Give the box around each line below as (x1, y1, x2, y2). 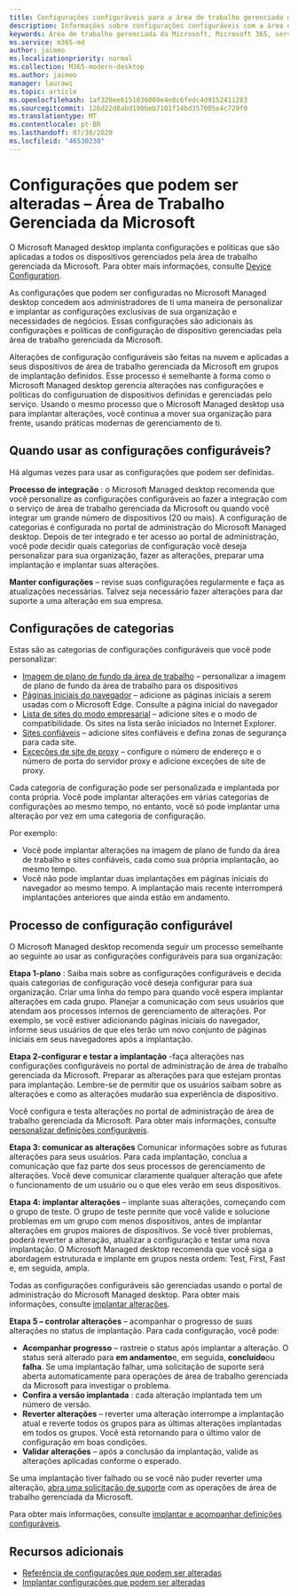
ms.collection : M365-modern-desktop (9, 63, 145, 72)
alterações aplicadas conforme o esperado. (21, 1456, 182, 1467)
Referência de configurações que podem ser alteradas (21, 1567, 222, 1578)
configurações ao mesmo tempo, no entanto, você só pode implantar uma (9, 802, 280, 812)
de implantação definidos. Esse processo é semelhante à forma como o (9, 370, 271, 381)
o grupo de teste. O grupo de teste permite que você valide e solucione (9, 1207, 271, 1217)
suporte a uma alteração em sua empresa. (9, 595, 164, 606)
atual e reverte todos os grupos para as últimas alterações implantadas (21, 1418, 282, 1428)
